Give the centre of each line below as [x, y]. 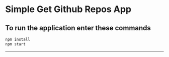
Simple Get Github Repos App [68, 9]
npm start [16, 44]
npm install [18, 39]
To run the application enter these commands [78, 28]
